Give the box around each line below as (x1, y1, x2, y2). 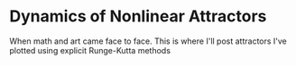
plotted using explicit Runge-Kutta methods (9, 45, 171, 55)
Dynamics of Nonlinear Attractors (9, 6, 267, 27)
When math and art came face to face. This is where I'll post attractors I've (9, 36, 287, 46)
